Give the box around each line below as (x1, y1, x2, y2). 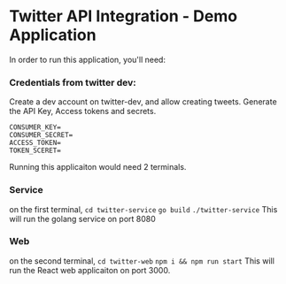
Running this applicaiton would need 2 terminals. (9, 162, 187, 173)
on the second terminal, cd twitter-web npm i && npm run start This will (9, 255, 274, 266)
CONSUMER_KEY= (9, 123, 62, 132)
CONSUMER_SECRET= (9, 131, 73, 140)
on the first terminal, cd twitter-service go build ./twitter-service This (9, 203, 278, 214)
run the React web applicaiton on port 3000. (9, 265, 171, 275)
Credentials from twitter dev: (9, 76, 136, 88)
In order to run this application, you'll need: (9, 54, 166, 65)
